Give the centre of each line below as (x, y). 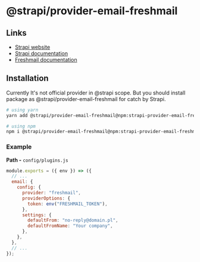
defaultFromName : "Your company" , (70, 226)
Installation (27, 78)
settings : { (37, 215)
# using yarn (22, 110)
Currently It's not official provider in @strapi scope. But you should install (96, 93)
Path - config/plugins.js (37, 160)
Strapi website (32, 47)
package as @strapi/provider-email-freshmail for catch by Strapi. (86, 99)
